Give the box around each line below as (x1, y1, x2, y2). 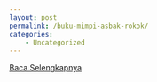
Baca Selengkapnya (9, 62, 82, 73)
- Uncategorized (25, 37, 86, 47)
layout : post (9, 12, 58, 22)
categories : (9, 29, 53, 38)
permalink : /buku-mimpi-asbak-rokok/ (9, 21, 149, 30)
